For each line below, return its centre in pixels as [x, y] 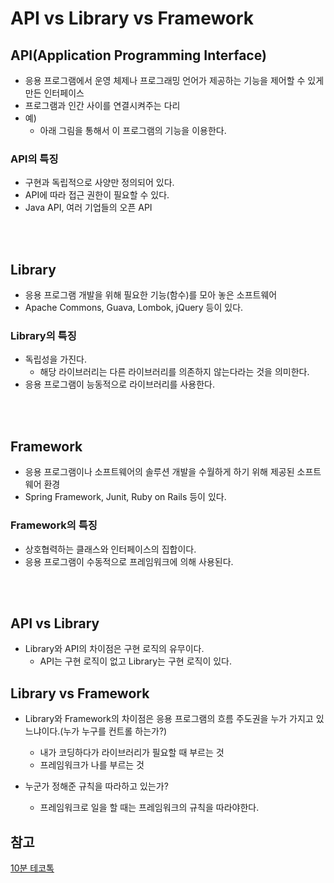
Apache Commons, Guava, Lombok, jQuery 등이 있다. [134, 308]
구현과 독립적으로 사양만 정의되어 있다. [99, 183]
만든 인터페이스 [54, 93]
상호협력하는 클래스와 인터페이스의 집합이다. [110, 549]
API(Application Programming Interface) [138, 55]
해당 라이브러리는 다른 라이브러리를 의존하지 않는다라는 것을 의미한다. [174, 372]
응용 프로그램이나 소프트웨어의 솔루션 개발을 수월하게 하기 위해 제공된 [159, 472]
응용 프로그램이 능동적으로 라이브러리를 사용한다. [119, 384]
